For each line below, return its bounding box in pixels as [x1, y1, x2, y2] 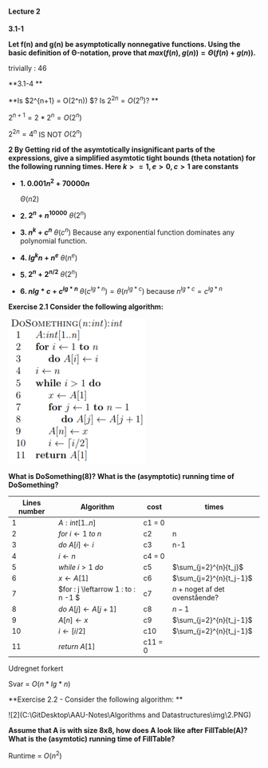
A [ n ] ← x [58, 615, 89, 624]
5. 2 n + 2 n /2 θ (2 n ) [19, 268, 78, 279]
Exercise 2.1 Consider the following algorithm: [8, 302, 164, 311]
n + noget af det [171, 584, 225, 594]
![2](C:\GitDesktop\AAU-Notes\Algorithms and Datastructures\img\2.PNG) [8, 710, 251, 719]
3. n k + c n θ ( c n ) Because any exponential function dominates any [19, 226, 235, 237]
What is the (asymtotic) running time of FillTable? [8, 734, 175, 743]
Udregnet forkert [8, 663, 64, 673]
